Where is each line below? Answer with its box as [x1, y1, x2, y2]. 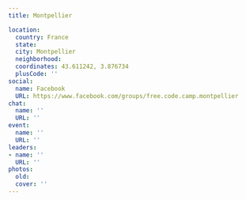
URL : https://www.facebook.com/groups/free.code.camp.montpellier [15, 92, 239, 100]
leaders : [8, 143, 37, 151]
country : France [15, 33, 69, 41]
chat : [8, 100, 26, 108]
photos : [8, 165, 34, 174]
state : [15, 40, 37, 48]
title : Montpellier [8, 11, 73, 20]
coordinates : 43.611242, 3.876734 [15, 62, 129, 71]
